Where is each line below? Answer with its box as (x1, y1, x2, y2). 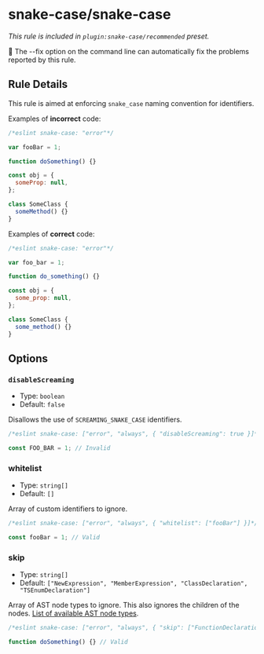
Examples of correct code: (8, 229, 95, 239)
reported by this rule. (8, 55, 76, 64)
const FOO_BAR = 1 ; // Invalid (8, 444, 111, 452)
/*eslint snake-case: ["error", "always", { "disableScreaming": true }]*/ (8, 430, 262, 438)
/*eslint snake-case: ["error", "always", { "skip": (8, 624, 185, 632)
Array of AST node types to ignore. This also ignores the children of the (8, 601, 240, 610)
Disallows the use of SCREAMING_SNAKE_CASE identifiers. (8, 415, 182, 425)
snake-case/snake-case (8, 5, 171, 24)
